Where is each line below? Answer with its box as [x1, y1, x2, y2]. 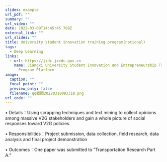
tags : [5, 44, 16, 49]
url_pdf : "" [5, 12, 30, 17]
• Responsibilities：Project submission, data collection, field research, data [5, 131, 159, 137]
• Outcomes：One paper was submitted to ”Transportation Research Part [5, 147, 156, 153]
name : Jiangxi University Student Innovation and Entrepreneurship [14, 63, 157, 68]
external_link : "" [5, 30, 43, 35]
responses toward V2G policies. [5, 121, 71, 127]
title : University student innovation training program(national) [5, 40, 146, 45]
